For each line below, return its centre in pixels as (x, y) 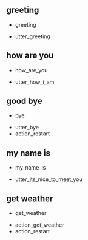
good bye (24, 101)
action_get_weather (40, 225)
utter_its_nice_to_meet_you (49, 179)
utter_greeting (32, 36)
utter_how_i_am (35, 82)
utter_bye (27, 128)
